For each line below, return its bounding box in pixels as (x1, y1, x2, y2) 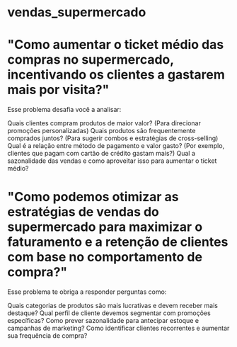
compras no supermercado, (7, 52, 174, 68)
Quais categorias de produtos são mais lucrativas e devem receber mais (7, 302, 218, 310)
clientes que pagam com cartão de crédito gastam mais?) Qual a (7, 149, 196, 158)
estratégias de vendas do (7, 204, 159, 220)
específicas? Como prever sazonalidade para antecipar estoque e (7, 317, 200, 325)
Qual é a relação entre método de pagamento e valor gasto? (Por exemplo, (7, 142, 225, 150)
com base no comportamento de (7, 249, 203, 266)
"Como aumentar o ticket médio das (7, 37, 224, 53)
